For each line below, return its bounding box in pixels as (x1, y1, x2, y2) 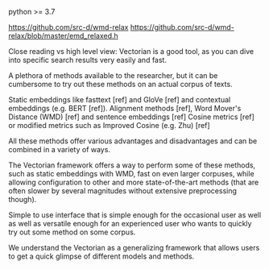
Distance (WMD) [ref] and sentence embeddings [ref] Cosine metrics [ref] (8, 112, 255, 122)
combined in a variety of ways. (8, 145, 111, 154)
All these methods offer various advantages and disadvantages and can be (8, 136, 258, 146)
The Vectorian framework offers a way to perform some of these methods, (8, 160, 256, 170)
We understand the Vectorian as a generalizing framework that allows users (8, 243, 260, 252)
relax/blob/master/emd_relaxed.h (8, 31, 118, 40)
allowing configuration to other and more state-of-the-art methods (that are (8, 177, 259, 187)
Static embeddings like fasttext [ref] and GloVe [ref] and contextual (8, 95, 231, 104)
